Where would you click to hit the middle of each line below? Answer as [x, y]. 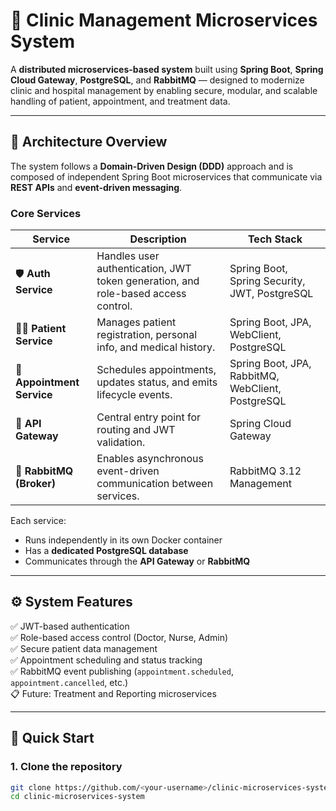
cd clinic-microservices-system [77, 797]
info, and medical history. [156, 347]
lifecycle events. [134, 395]
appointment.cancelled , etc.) [69, 682]
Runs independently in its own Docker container [123, 540]
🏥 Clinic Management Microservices [164, 20]
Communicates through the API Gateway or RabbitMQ [137, 561]
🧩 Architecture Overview [89, 142]
